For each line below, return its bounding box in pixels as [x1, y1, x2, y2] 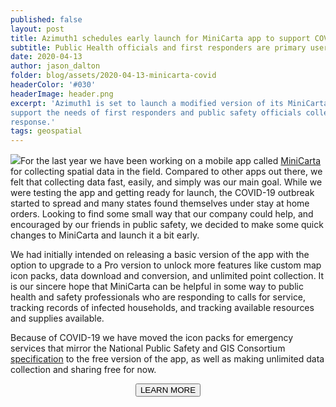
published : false [10, 14, 83, 25]
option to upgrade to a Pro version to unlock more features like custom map [10, 259, 322, 271]
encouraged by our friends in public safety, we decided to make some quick [10, 219, 324, 231]
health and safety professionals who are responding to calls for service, [10, 291, 307, 303]
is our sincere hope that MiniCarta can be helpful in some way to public [10, 281, 304, 293]
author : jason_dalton [10, 61, 101, 71]
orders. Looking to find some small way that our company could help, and [10, 208, 314, 220]
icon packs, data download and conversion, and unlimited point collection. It [10, 270, 325, 282]
